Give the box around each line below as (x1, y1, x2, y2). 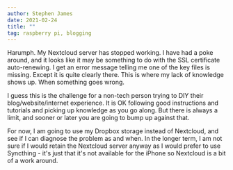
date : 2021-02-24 (7, 17, 58, 24)
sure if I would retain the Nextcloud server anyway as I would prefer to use (7, 142, 221, 150)
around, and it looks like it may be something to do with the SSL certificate (7, 56, 220, 65)
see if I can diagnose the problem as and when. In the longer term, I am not (7, 135, 223, 143)
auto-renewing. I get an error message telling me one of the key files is (7, 63, 211, 71)
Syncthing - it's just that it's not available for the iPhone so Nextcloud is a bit (7, 149, 226, 158)
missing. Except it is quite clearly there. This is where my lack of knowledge (7, 71, 225, 79)
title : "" (7, 23, 36, 30)
